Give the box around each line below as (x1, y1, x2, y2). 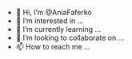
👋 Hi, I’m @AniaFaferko (15, 8, 92, 17)
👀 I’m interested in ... (15, 16, 84, 26)
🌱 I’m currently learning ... (15, 25, 102, 33)
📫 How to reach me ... (15, 42, 90, 51)
